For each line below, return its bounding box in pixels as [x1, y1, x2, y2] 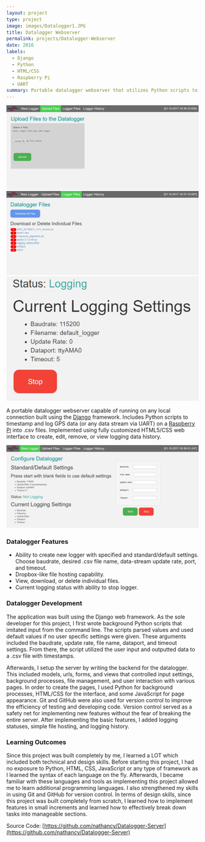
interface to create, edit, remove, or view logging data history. [6, 432, 162, 440]
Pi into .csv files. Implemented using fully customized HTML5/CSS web [6, 426, 185, 434]
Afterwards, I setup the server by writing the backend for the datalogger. [6, 664, 189, 671]
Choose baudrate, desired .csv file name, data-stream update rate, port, [15, 558, 197, 565]
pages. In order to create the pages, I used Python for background [6, 683, 173, 691]
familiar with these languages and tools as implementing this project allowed [6, 778, 198, 785]
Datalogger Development [6, 599, 82, 607]
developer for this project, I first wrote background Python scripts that [6, 619, 182, 627]
